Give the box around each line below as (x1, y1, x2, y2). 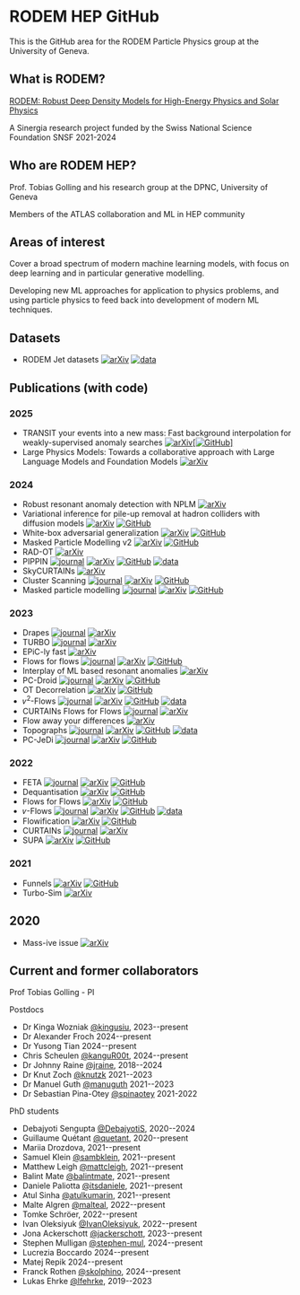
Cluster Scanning (21, 575, 87, 586)
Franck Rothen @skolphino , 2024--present (21, 1266, 181, 1277)
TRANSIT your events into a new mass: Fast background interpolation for (21, 427, 292, 438)
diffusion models (21, 518, 85, 529)
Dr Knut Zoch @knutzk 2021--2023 (21, 1070, 153, 1081)
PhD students (9, 1106, 60, 1116)
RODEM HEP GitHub (9, 6, 159, 27)
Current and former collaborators (9, 963, 199, 978)
